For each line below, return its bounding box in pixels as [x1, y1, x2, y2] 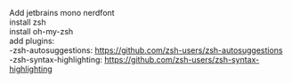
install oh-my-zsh [9, 26, 74, 36]
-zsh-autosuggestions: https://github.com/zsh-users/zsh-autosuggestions [9, 45, 283, 56]
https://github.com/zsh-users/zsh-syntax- [104, 55, 260, 64]
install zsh [9, 17, 46, 27]
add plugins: [9, 35, 55, 46]
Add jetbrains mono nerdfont [9, 8, 115, 18]
